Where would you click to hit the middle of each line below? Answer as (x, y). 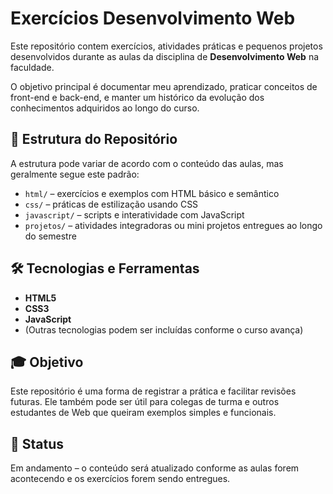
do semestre (50, 236)
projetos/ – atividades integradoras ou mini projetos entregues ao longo (173, 225)
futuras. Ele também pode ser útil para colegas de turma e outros (145, 402)
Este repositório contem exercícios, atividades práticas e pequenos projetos (166, 46)
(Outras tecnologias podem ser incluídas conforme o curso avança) (164, 329)
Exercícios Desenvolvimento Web (153, 18)
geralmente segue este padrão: (75, 174)
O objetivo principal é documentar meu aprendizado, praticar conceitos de (164, 86)
